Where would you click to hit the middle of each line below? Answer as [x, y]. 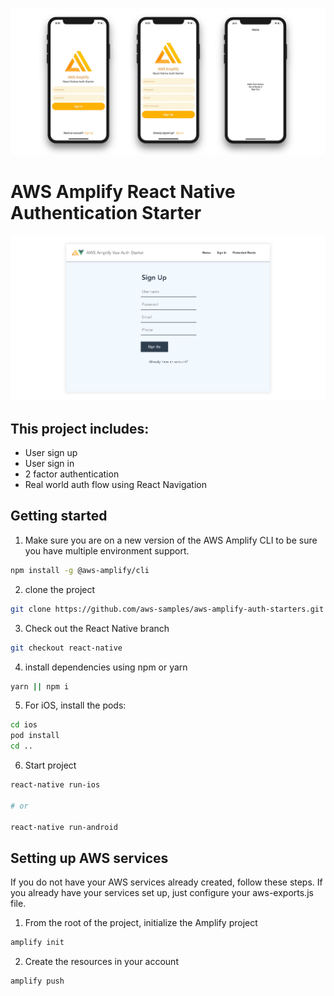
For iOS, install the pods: [75, 705]
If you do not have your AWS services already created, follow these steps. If [166, 882]
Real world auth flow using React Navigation [116, 485]
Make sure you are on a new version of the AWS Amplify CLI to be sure [171, 540]
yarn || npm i [40, 686]
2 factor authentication [72, 474]
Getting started [59, 516]
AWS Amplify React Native [123, 192]
